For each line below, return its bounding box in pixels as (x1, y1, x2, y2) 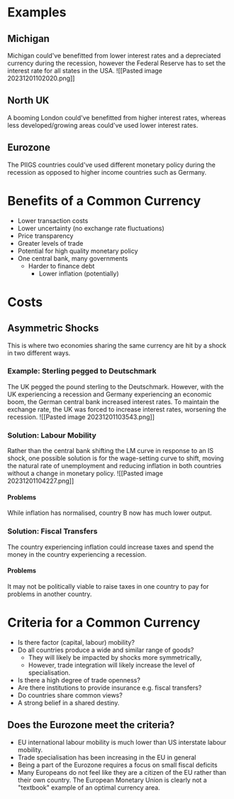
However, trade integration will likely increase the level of (28, 661, 195, 669)
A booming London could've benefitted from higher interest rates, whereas (7, 113, 226, 121)
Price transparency (17, 232, 74, 240)
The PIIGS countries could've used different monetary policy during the (7, 161, 216, 169)
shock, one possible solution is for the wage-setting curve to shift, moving (7, 454, 225, 462)
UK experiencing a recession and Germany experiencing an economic (7, 390, 212, 398)
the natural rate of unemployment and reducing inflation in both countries (7, 462, 222, 470)
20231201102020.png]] (7, 74, 75, 82)
